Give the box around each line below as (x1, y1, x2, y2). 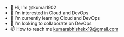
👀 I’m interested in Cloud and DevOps (10, 10, 89, 16)
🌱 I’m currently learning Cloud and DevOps (10, 15, 100, 21)
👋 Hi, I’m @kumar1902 (10, 5, 57, 10)
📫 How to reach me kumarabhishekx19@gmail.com (10, 26, 119, 32)
